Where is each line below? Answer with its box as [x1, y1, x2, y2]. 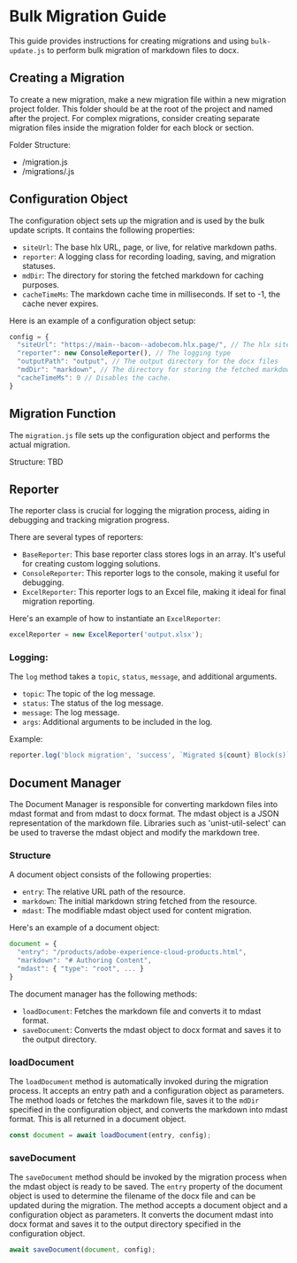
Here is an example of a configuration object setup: [9, 315, 196, 326]
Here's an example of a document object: [9, 922, 160, 933]
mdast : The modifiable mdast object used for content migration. [21, 905, 252, 916]
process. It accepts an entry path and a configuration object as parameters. [9, 1086, 285, 1097]
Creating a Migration [9, 71, 126, 86]
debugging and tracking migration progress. [9, 515, 170, 526]
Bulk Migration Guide [9, 6, 167, 27]
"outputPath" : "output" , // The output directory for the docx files [17, 357, 278, 366]
